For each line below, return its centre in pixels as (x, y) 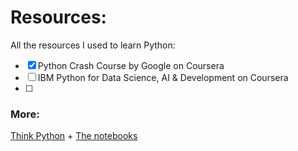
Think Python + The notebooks (74, 136)
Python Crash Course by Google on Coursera (131, 65)
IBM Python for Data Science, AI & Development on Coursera (163, 77)
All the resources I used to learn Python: (93, 45)
